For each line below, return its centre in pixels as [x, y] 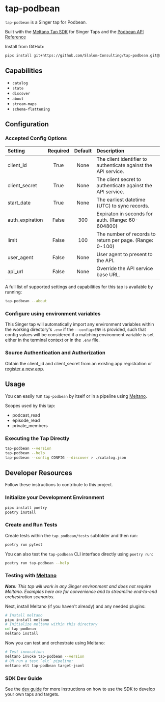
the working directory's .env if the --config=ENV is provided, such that [76, 329]
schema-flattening [31, 109]
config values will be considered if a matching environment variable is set [79, 335]
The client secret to [119, 179]
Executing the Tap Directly [37, 438]
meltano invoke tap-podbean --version [45, 656]
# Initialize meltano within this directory [51, 624]
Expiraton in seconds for [125, 214]
